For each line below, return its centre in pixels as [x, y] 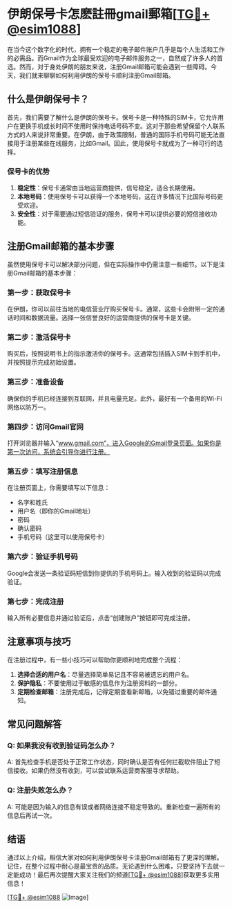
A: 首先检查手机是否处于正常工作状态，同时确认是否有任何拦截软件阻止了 [111, 762]
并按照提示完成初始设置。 [43, 362]
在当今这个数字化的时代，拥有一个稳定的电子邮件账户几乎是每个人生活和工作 [116, 49]
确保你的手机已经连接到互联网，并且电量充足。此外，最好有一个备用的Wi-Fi [115, 398]
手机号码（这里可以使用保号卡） [62, 537]
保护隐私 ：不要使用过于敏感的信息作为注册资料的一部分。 [99, 683]
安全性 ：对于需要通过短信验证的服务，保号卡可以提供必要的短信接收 [114, 214]
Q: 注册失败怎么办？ [40, 790]
